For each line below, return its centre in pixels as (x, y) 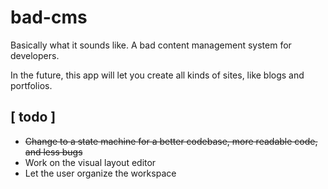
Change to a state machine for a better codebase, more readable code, (171, 141)
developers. (35, 55)
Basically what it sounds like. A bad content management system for (151, 45)
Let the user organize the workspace (100, 173)
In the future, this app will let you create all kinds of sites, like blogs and (157, 75)
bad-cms (49, 17)
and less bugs (53, 152)
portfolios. (31, 85)
